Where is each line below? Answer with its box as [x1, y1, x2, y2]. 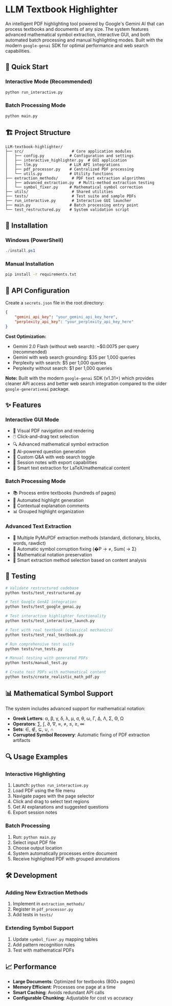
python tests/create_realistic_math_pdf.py [5, 674, 100, 679]
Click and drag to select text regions [12, 798, 90, 804]
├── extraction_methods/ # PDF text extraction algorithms [5, 176, 145, 181]
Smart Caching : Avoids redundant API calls [12, 990, 105, 996]
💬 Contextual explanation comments [12, 502, 90, 509]
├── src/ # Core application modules [5, 149, 132, 154]
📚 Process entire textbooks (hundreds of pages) [12, 490, 116, 496]
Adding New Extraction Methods [5, 889, 88, 896]
